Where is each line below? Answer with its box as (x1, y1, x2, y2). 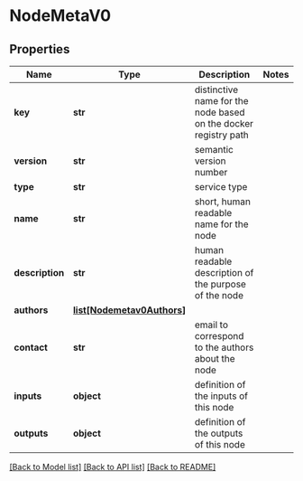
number (194, 166, 228, 178)
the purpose (194, 278, 246, 290)
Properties (9, 42, 70, 57)
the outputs (194, 427, 243, 439)
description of (194, 267, 254, 278)
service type (194, 181, 248, 193)
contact (14, 341, 48, 354)
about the (194, 353, 236, 364)
